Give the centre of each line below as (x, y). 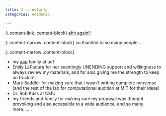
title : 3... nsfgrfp (27, 10)
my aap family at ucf (33, 61)
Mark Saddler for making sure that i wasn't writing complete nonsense (84, 83)
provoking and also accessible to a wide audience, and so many (78, 104)
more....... (22, 109)
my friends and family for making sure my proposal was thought (78, 98)
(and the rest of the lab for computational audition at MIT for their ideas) (86, 88)
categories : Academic (28, 14)
